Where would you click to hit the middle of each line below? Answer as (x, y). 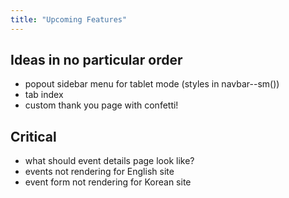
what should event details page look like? (109, 161)
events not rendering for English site (99, 172)
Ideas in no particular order (96, 60)
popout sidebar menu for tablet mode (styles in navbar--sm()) (152, 84)
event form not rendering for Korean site (108, 182)
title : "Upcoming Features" (69, 19)
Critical (33, 136)
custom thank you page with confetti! (101, 105)
